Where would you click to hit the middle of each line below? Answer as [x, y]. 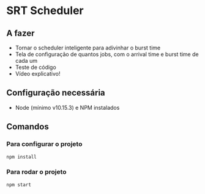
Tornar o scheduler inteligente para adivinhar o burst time [88, 48]
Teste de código [35, 67]
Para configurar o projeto [44, 144]
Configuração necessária [56, 93]
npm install [21, 157]
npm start [19, 185]
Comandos [28, 127]
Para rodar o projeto [36, 172]
